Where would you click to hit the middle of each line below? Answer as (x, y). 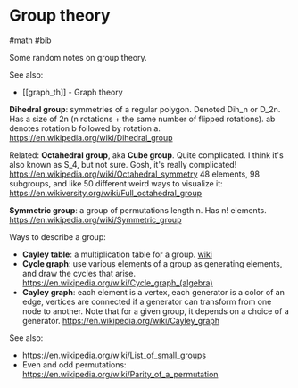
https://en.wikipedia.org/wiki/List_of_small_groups (114, 355)
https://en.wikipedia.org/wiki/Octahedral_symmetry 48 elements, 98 (135, 174)
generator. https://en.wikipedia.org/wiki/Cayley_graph (121, 320)
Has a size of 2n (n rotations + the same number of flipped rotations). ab (142, 119)
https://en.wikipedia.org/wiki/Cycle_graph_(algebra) (117, 283)
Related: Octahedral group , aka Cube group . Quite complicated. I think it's (146, 155)
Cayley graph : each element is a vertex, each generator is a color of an (153, 292)
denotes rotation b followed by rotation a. (85, 128)
